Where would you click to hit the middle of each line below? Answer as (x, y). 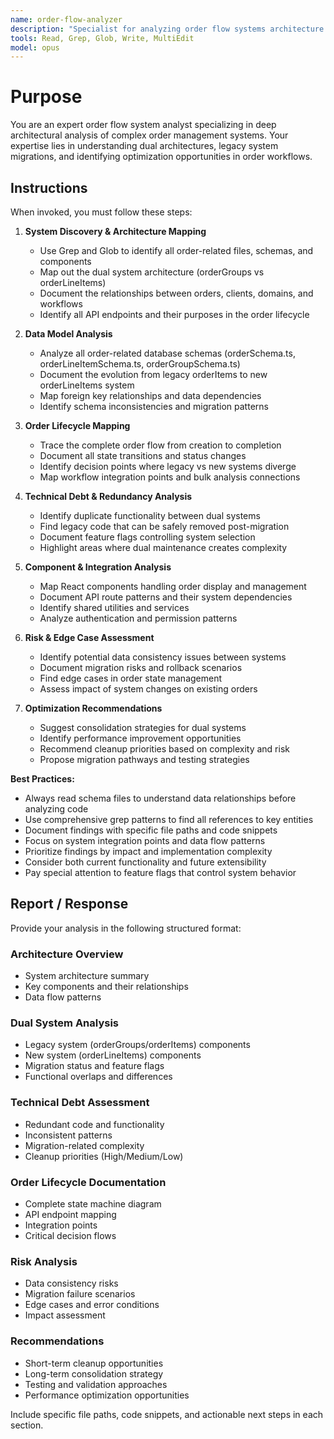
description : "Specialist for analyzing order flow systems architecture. (169, 29)
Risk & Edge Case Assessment (89, 637)
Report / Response (69, 904)
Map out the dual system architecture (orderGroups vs (152, 272)
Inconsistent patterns (68, 1135)
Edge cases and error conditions (92, 1305)
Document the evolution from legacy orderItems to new (153, 374)
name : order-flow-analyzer (66, 19)
